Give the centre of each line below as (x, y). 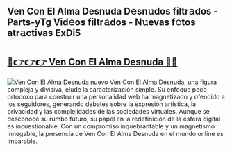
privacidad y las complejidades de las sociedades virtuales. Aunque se (108, 111)
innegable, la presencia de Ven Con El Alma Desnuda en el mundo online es (115, 134)
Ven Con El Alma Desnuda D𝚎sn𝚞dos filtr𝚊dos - (113, 11)
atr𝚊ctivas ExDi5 (44, 33)
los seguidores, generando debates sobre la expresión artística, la (102, 104)
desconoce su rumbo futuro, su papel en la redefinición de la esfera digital (114, 119)
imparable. (23, 141)
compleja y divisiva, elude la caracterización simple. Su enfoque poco (107, 89)
